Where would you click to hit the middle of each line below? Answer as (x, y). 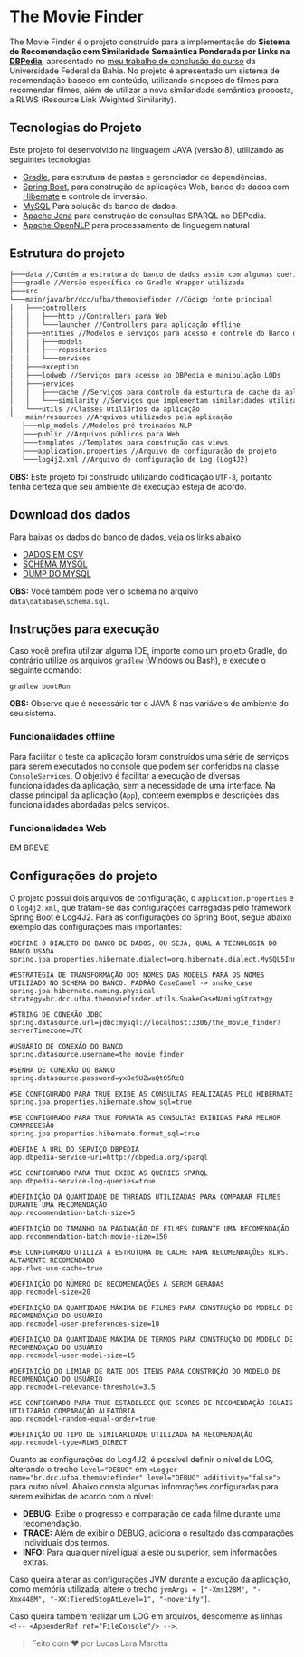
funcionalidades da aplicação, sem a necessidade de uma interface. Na (142, 785)
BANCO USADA (32, 951)
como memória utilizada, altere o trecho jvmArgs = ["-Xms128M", (129, 1589)
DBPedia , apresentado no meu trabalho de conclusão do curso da (133, 61)
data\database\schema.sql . (59, 600)
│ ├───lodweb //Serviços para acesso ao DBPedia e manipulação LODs (145, 376)
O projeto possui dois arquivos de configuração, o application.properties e (152, 897)
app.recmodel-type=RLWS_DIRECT (68, 1442)
